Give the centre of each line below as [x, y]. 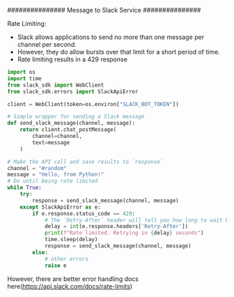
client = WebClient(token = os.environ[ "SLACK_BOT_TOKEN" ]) [93, 104]
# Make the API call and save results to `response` [85, 162]
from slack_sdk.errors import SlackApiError [73, 91]
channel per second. [47, 44]
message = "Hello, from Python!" [56, 175]
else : [40, 252]
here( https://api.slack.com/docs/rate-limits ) [70, 286]
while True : [24, 188]
